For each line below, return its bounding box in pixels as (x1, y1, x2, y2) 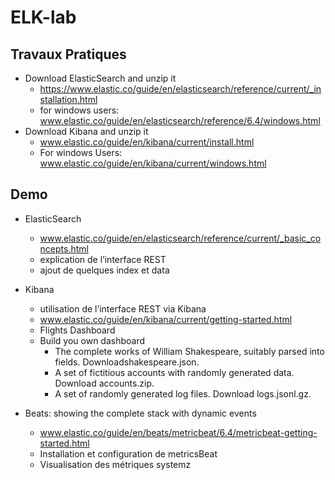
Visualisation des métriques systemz (39, 458, 192, 470)
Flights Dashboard (39, 324, 116, 336)
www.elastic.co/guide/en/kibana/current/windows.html (39, 157, 267, 169)
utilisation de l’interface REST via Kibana (39, 302, 207, 315)
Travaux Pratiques (10, 46, 127, 63)
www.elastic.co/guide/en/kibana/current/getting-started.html (39, 313, 293, 325)
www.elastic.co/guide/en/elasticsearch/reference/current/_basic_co (39, 232, 322, 244)
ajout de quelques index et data (39, 264, 170, 276)
